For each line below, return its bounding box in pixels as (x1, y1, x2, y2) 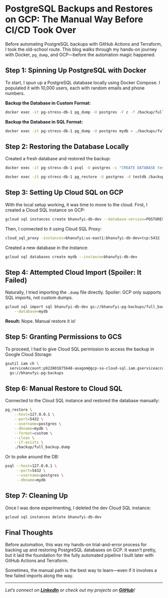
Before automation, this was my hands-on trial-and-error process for (5, 542, 147, 548)
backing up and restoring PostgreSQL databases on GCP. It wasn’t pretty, (5, 547, 156, 553)
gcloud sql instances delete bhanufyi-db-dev (5, 514, 101, 520)
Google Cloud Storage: (5, 351, 52, 357)
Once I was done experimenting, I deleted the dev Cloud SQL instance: (5, 505, 151, 511)
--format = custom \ (14, 430, 52, 436)
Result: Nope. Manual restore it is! (5, 318, 76, 324)
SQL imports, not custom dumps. (5, 295, 73, 301)
